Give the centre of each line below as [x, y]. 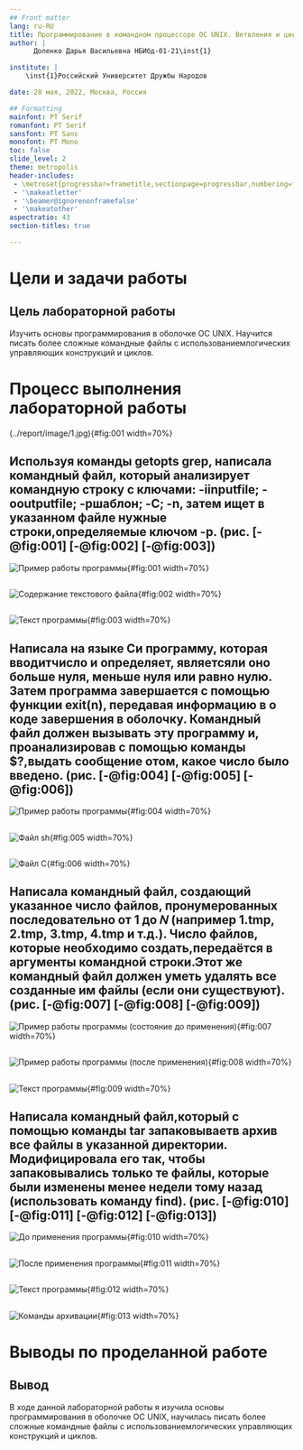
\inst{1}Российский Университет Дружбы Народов [116, 76]
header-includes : [42, 175]
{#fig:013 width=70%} [138, 1316]
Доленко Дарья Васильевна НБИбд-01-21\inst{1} [122, 51]
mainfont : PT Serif [46, 117]
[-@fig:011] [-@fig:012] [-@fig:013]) [113, 1215]
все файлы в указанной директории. [119, 1145]
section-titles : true [50, 226]
